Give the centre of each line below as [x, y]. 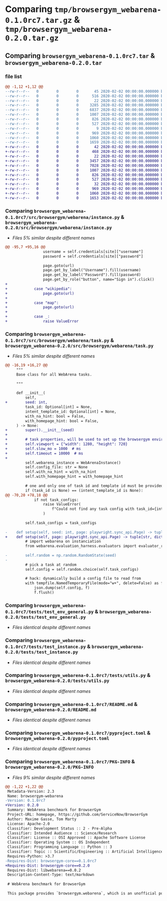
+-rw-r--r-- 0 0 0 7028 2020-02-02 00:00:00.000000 [82, 166]
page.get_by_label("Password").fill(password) [92, 275]
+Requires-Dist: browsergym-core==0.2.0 [48, 866]
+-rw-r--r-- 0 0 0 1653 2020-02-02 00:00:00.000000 [82, 198]
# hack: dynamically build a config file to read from [83, 579]
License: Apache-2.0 [29, 824]
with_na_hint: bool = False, [55, 416]
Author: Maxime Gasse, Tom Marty [42, 819]
